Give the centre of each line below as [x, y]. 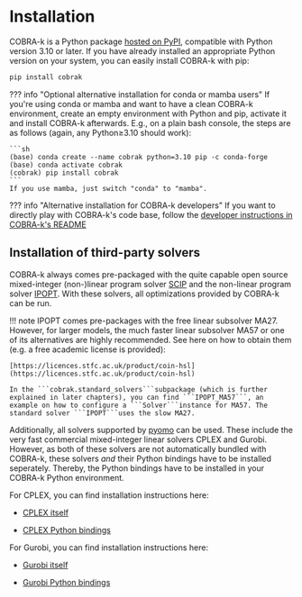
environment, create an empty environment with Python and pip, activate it [148, 113]
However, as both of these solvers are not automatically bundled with [138, 448]
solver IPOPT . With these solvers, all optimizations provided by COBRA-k [144, 294]
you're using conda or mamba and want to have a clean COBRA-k [132, 104]
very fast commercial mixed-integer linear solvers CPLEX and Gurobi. [138, 439]
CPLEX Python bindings [66, 529]
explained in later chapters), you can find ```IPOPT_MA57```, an [137, 397]
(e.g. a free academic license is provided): [88, 349]
